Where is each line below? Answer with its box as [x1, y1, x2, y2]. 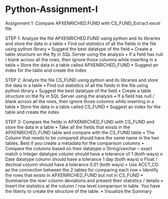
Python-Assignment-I [5, 4, 98, 15]
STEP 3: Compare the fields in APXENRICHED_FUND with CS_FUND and [5, 119, 154, 125]
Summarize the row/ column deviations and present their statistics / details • [5, 177, 163, 183]
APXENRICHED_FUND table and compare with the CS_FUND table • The [5, 129, 154, 135]
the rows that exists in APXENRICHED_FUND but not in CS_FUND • [5, 172, 143, 178]
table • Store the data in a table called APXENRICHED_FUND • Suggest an [5, 62, 158, 68]
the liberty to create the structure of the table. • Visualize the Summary [5, 188, 152, 194]
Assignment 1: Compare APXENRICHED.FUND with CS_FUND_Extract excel [5, 20, 160, 26]
